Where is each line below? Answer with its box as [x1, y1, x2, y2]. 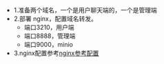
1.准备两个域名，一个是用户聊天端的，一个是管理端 [13, 6, 157, 14]
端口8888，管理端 [23, 32, 76, 40]
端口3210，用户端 [23, 23, 74, 31]
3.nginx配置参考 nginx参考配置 [13, 49, 99, 57]
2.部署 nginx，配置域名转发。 [13, 14, 98, 23]
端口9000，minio [23, 41, 74, 48]
